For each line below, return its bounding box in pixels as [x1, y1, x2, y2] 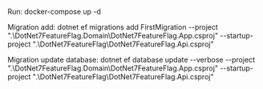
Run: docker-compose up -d [7, 7, 102, 16]
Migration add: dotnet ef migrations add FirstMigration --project [7, 22, 218, 31]
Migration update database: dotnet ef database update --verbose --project [7, 55, 256, 64]
